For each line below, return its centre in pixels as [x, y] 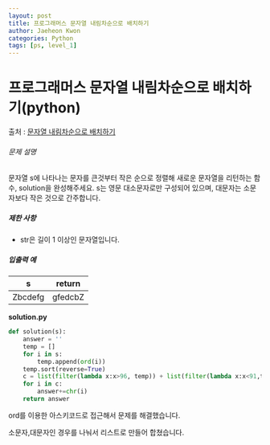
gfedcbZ [68, 297]
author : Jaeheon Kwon [45, 31]
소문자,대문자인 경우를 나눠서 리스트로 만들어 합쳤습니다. [96, 432]
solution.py [28, 317]
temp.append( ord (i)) [72, 361]
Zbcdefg [29, 297]
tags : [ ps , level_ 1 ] [43, 46]
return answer [46, 399]
